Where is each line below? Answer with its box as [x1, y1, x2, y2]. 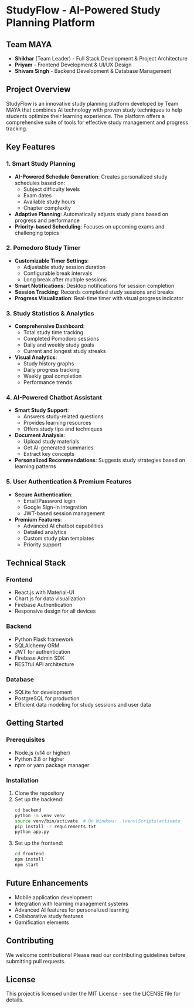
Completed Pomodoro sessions [23, 335, 100, 342]
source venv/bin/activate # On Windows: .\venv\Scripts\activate [14, 818, 181, 824]
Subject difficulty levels [23, 186, 80, 193]
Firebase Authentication [14, 602, 73, 609]
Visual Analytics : [14, 354, 57, 361]
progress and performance [14, 217, 80, 224]
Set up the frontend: [14, 839, 63, 846]
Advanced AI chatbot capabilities [23, 522, 104, 529]
